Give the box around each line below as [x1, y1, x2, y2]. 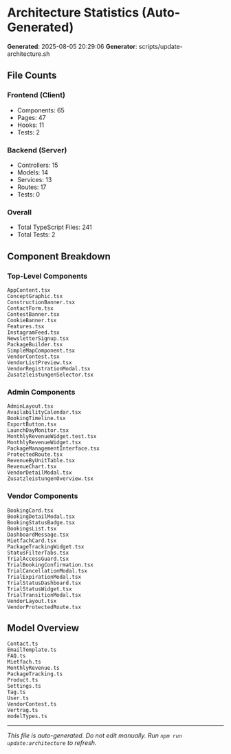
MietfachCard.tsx [7, 537, 57, 544]
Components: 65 [16, 106, 65, 115]
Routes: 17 [16, 183, 47, 191]
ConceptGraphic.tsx [7, 292, 63, 299]
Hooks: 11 [16, 121, 45, 129]
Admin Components [7, 387, 76, 397]
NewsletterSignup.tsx [7, 335, 69, 342]
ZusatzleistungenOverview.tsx [7, 475, 94, 482]
